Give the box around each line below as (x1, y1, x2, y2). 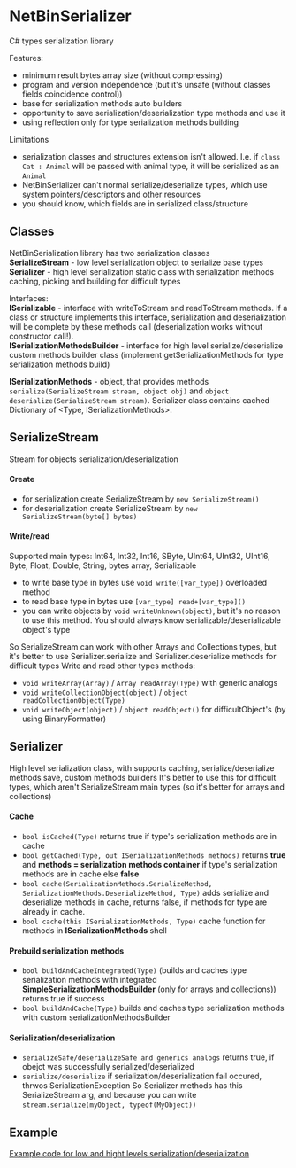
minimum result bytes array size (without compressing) (21, 69, 224, 81)
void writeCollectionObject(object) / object (21, 687, 188, 697)
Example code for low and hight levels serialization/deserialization (9, 1149, 250, 1159)
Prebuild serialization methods (9, 946, 125, 956)
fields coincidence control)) (21, 89, 123, 99)
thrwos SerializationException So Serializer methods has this (21, 1080, 243, 1091)
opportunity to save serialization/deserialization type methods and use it (21, 107, 285, 118)
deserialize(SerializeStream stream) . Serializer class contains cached (9, 394, 270, 405)
